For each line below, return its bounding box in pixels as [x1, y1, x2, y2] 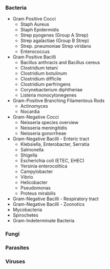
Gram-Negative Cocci [12, 114, 59, 120]
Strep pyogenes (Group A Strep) [20, 32, 89, 39]
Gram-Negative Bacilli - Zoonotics [12, 201, 85, 207]
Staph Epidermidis [20, 27, 59, 33]
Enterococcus [20, 48, 50, 55]
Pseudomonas [20, 185, 51, 191]
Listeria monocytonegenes [20, 92, 77, 99]
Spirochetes [12, 212, 38, 218]
